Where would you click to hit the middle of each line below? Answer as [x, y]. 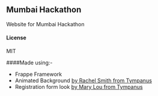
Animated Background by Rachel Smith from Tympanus [83, 80]
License [17, 38]
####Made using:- [29, 63]
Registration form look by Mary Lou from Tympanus [79, 87]
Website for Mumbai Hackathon [45, 24]
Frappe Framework [38, 75]
